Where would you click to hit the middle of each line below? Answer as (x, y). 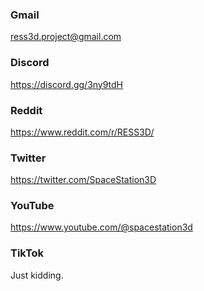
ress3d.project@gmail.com (66, 37)
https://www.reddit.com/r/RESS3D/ (82, 132)
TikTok (27, 253)
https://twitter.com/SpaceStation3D (83, 180)
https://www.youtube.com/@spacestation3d (101, 227)
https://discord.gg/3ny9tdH (67, 84)
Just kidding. (37, 275)
